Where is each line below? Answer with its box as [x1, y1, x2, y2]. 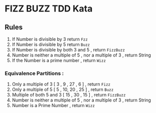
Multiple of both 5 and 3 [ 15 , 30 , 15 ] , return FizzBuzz [12, 92, 126, 98]
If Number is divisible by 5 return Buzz [12, 41, 90, 47]
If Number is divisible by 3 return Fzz [12, 36, 88, 42]
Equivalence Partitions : [5, 69, 64, 76]
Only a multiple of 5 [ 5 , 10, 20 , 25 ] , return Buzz [12, 86, 114, 92]
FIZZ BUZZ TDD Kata [5, 3, 93, 14]
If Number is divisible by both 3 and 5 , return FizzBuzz [12, 47, 125, 52]
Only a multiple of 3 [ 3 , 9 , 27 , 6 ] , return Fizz [12, 81, 111, 87]
